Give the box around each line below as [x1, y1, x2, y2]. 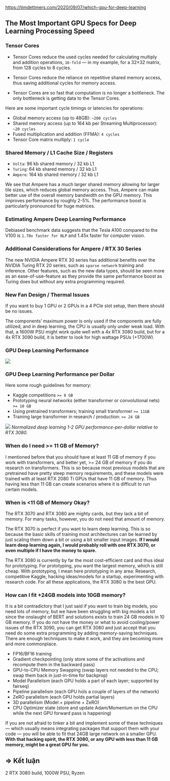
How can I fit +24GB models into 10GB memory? [5, 591, 126, 598]
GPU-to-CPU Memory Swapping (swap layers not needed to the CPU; [12, 667, 159, 673]
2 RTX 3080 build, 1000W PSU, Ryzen [5, 770, 85, 776]
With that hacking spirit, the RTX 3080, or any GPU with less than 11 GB [5, 736, 158, 742]
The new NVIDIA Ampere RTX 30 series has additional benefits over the [5, 257, 156, 263]
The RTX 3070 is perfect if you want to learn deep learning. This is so [5, 526, 151, 532]
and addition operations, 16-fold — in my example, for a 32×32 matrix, [12, 59, 161, 65]
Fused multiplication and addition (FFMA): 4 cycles [12, 131, 120, 137]
